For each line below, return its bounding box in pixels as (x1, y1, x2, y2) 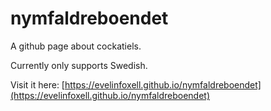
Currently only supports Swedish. (10, 59, 148, 71)
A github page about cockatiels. (10, 40, 142, 52)
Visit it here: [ (10, 78, 65, 91)
